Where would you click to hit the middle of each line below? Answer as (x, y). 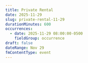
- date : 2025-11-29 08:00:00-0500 (46, 34)
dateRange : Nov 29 (25, 48)
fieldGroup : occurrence (40, 39)
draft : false (19, 43)
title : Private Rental (29, 10)
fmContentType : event (28, 52)
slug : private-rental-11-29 (35, 19)
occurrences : (19, 29)
